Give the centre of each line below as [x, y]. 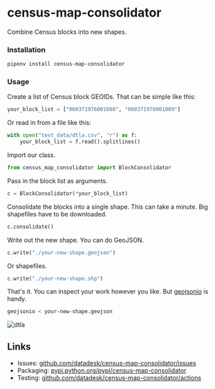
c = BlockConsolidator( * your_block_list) [68, 193]
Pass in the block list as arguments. [58, 180]
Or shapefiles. [27, 266]
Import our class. [31, 155]
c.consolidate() [30, 227]
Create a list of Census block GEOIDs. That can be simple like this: [101, 97]
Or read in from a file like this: [49, 123]
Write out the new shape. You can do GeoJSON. [76, 240]
